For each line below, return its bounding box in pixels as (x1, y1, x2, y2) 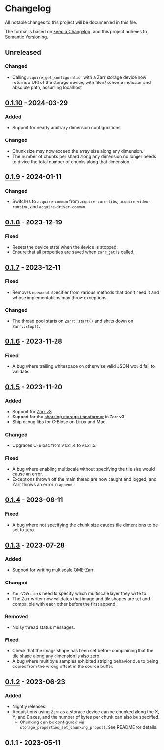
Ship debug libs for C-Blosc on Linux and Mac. (12, 419, 107, 425)
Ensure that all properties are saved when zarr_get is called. (12, 249, 135, 255)
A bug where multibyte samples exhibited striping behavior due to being (12, 658, 158, 664)
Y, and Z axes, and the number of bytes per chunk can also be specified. (12, 714, 160, 720)
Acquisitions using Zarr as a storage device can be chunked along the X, (12, 708, 160, 715)
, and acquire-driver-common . (27, 204, 87, 210)
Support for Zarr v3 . (12, 409, 53, 415)
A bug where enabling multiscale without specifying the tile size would (12, 466, 155, 472)
